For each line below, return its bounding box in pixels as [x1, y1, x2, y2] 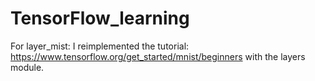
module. [10, 61, 45, 73]
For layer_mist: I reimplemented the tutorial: [10, 40, 190, 52]
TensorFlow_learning [10, 7, 190, 30]
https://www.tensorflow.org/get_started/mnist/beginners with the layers [10, 50, 306, 62]
